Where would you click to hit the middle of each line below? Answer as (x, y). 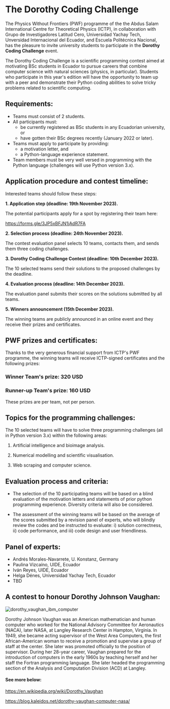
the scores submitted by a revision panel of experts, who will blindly (84, 520)
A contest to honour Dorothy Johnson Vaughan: (83, 597)
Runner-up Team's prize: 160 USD (48, 391)
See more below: (23, 680)
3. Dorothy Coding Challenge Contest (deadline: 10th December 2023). (82, 258)
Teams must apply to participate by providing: (61, 143)
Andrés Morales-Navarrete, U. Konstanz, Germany (65, 559)
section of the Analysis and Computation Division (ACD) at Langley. (76, 668)
